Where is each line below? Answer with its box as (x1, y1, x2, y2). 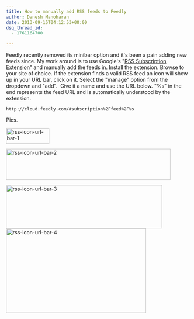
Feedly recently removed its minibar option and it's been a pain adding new (6, 51, 188, 58)
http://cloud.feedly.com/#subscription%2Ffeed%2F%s (6, 106, 134, 112)
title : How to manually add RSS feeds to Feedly (6, 8, 127, 15)
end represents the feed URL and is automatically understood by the (6, 89, 171, 96)
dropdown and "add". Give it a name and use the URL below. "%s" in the (6, 82, 182, 89)
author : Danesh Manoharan (6, 14, 69, 20)
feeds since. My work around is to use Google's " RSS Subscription (6, 58, 167, 65)
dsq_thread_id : (6, 25, 43, 31)
